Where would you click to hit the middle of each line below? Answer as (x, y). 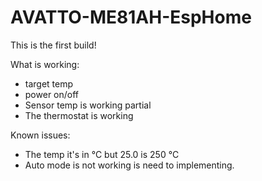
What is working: (45, 64)
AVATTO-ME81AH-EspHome (131, 17)
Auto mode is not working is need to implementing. (129, 165)
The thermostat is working (79, 115)
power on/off (52, 94)
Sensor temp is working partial (88, 105)
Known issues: (40, 135)
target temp (49, 83)
